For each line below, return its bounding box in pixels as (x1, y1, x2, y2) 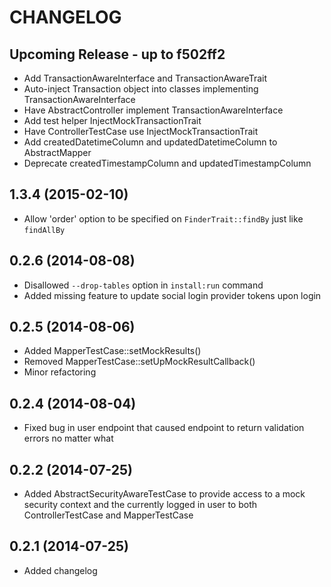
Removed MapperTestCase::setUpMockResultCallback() (23, 356, 256, 368)
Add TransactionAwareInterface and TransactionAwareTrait (23, 72, 268, 84)
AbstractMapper (23, 147, 92, 158)
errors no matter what (23, 432, 114, 445)
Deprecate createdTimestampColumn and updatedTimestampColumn (23, 157, 312, 169)
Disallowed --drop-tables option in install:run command (23, 279, 264, 291)
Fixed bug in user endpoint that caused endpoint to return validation (23, 422, 305, 434)
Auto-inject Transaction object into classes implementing (23, 83, 259, 95)
